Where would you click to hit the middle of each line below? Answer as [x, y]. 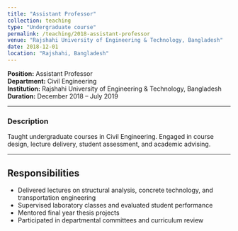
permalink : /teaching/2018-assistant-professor [79, 34]
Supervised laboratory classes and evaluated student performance [115, 205]
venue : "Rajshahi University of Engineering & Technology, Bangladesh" [115, 40]
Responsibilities [44, 173]
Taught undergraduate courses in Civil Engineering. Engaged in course [110, 137]
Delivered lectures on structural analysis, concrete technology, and [115, 190]
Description [28, 121]
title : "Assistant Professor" [52, 14]
